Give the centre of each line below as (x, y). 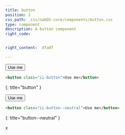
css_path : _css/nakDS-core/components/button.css (59, 20)
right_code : (18, 34)
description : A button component (41, 29)
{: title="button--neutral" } (33, 118)
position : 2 (18, 15)
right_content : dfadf (29, 48)
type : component (22, 24)
